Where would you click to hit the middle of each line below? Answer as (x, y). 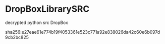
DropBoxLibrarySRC (47, 9)
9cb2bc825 (17, 37)
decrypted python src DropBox (37, 22)
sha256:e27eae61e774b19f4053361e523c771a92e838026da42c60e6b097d (82, 32)
